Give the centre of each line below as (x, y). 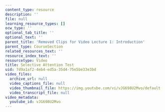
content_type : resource (30, 10)
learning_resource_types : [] (35, 24)
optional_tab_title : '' (30, 33)
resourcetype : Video (27, 60)
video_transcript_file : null (40, 93)
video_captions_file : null (37, 83)
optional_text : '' (24, 38)
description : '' (22, 14)
